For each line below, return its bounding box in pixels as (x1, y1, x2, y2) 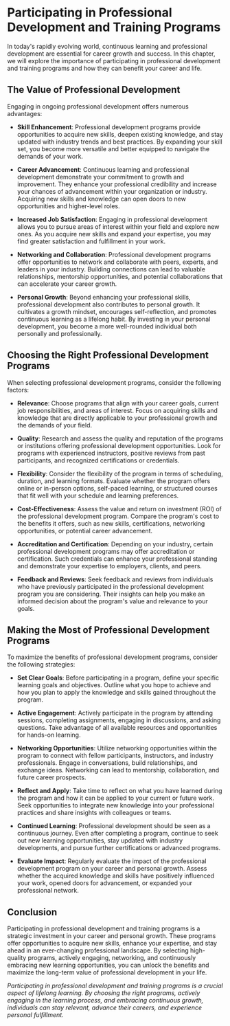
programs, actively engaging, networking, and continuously (27, 954, 196, 962)
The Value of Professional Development (7, 84, 181, 96)
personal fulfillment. (7, 1011, 64, 1019)
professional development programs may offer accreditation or (16, 547, 195, 555)
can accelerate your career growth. (16, 280, 117, 288)
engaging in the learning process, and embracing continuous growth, (7, 996, 204, 1005)
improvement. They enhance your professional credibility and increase (16, 180, 218, 188)
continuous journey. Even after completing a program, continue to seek (16, 829, 218, 838)
